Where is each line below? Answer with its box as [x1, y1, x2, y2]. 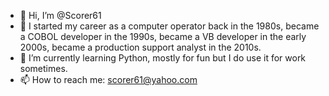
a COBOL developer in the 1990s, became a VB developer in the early [19, 31, 307, 42]
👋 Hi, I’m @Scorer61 [19, 10, 102, 21]
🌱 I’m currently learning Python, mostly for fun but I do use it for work [19, 52, 307, 64]
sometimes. [19, 63, 68, 74]
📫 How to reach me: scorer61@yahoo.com [19, 74, 198, 85]
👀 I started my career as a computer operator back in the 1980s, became [19, 20, 320, 32]
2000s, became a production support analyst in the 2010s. [19, 41, 262, 53]
